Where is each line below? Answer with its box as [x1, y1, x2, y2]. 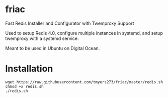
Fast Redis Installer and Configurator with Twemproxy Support [5, 20, 134, 26]
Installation [5, 63, 53, 74]
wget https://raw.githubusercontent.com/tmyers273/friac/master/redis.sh [5, 79, 163, 84]
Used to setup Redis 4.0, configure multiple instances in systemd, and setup [5, 30, 163, 36]
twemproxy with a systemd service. [5, 35, 79, 41]
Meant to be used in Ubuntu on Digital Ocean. [5, 45, 100, 51]
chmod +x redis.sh [5, 84, 44, 89]
